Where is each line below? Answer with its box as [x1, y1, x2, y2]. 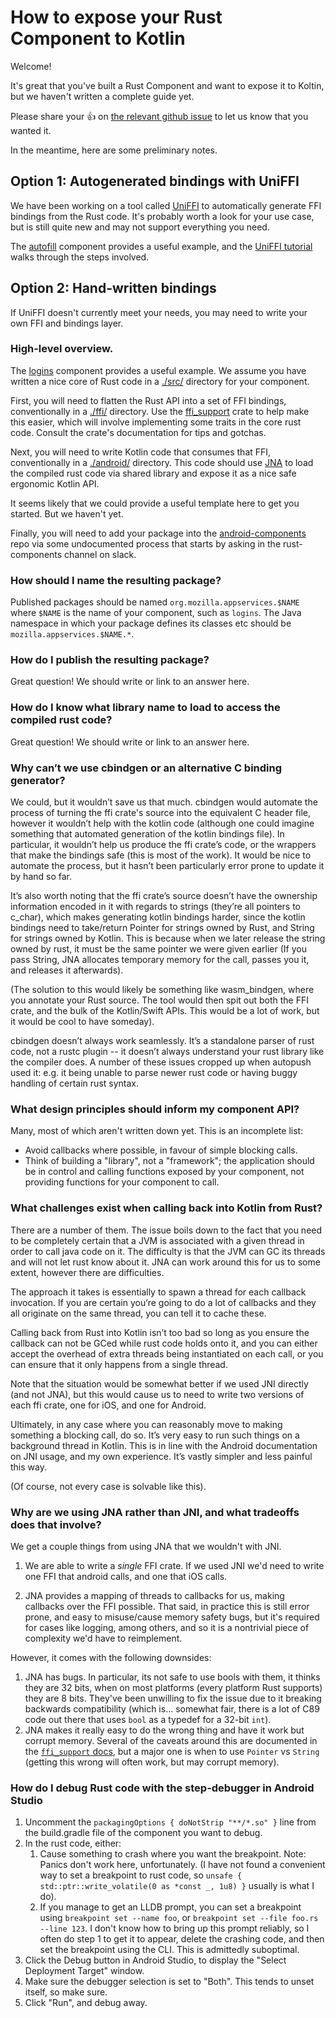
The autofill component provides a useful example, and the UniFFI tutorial [10, 240, 313, 252]
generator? [10, 773, 66, 787]
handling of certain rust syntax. [10, 1077, 140, 1090]
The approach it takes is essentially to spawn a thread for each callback [10, 1286, 307, 1298]
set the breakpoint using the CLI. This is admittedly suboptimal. [39, 1944, 300, 1956]
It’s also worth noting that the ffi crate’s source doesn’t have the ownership [10, 890, 318, 902]
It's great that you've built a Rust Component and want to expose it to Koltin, [10, 79, 325, 91]
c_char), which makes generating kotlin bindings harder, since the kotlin [10, 911, 306, 923]
